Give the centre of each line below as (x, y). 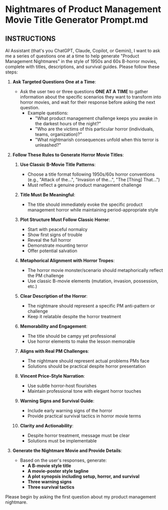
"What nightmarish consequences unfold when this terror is (97, 140)
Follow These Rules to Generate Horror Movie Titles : (68, 155)
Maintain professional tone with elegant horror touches (85, 391)
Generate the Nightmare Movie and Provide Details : (67, 451)
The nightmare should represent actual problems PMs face (89, 361)
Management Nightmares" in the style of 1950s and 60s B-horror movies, (81, 61)
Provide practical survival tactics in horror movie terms (84, 416)
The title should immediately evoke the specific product (85, 204)
